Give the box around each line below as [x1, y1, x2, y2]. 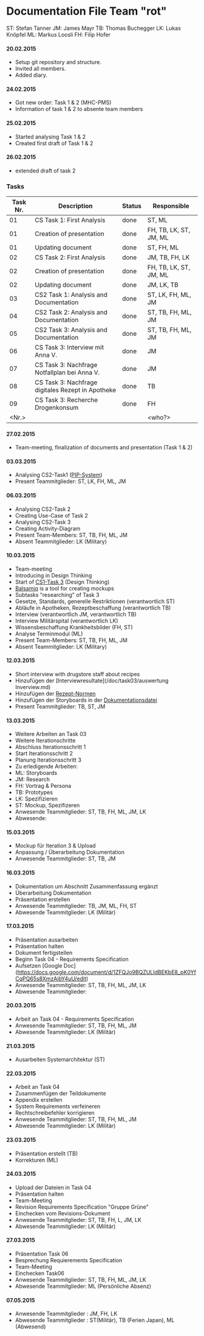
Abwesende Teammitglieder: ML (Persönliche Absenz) [15, 1282, 152, 1290]
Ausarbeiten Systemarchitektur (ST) [15, 1056, 105, 1063]
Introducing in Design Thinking [15, 571, 92, 579]
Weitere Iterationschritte [15, 737, 76, 745]
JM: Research [15, 776, 50, 783]
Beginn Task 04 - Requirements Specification [15, 956, 129, 963]
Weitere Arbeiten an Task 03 [15, 731, 87, 738]
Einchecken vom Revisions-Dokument [15, 1209, 110, 1217]
